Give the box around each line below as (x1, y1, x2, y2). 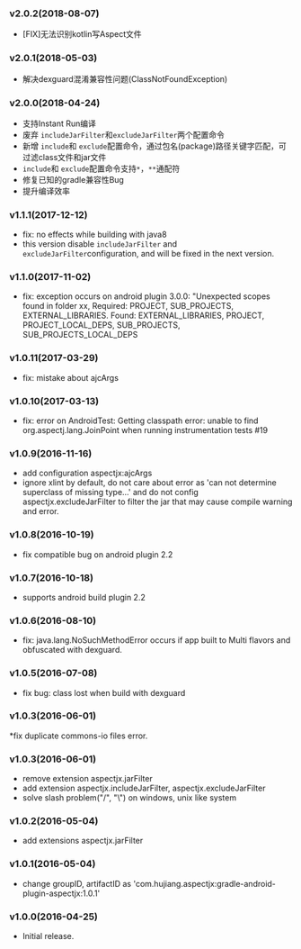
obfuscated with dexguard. (22, 645, 123, 655)
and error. (22, 506, 59, 517)
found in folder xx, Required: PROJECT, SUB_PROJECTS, (22, 301, 234, 312)
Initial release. (22, 931, 75, 942)
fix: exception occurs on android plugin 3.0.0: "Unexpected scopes (22, 291, 271, 302)
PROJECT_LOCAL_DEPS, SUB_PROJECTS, (22, 320, 181, 330)
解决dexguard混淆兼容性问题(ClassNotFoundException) (22, 73, 228, 84)
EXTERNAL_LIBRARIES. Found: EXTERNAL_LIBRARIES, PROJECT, (22, 310, 265, 321)
